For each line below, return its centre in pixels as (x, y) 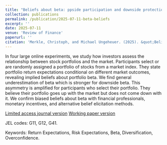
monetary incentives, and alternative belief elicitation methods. (70, 104)
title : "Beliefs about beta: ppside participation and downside (73, 10)
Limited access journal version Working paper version (60, 113)
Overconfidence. (22, 138)
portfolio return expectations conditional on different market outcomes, (78, 72)
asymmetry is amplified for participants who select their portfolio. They (78, 88)
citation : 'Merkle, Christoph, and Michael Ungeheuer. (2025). (72, 42)
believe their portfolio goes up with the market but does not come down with (83, 93)
